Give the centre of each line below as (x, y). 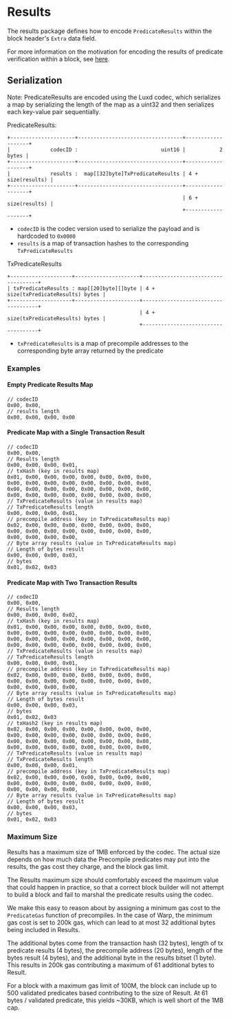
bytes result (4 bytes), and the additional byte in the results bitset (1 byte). (112, 958)
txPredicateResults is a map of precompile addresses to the (103, 343)
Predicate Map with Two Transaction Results (72, 582)
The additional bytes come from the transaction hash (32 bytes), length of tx (115, 943)
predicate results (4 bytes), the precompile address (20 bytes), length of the (115, 950)
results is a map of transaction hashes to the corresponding (103, 243)
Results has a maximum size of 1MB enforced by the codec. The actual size (114, 852)
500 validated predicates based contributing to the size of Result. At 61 (108, 993)
